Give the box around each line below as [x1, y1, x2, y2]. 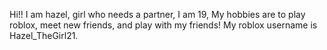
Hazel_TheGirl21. [9, 30, 79, 41]
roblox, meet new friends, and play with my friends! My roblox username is [9, 19, 318, 31]
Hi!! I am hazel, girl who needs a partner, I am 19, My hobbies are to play [9, 9, 306, 20]
